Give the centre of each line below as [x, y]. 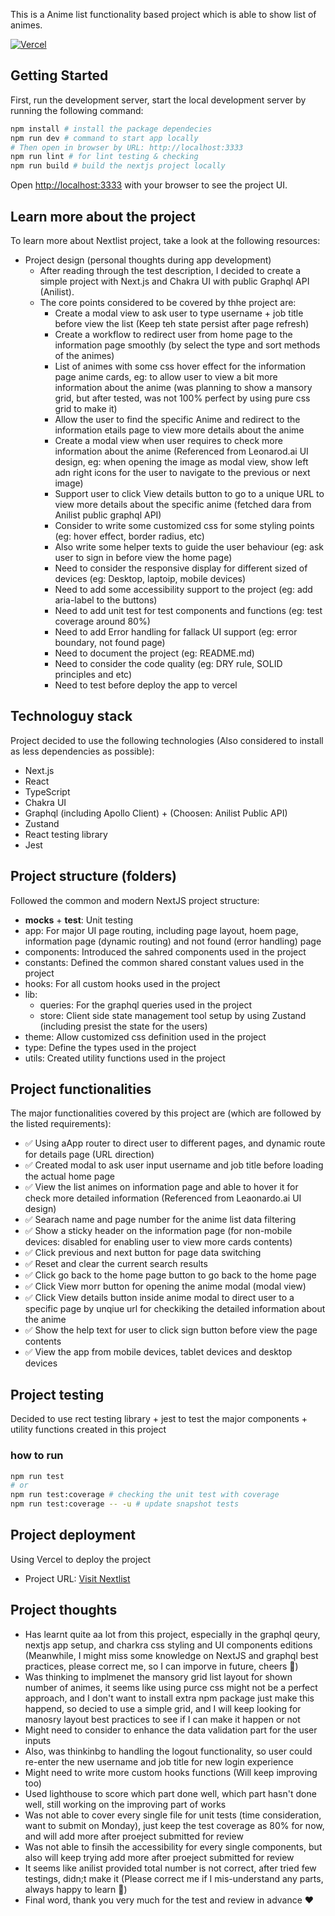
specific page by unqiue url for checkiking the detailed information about [175, 1309]
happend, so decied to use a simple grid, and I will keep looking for [163, 1708]
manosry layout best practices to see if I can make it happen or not [162, 1719]
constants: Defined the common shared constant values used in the [164, 962]
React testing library [66, 834]
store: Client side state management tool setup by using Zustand [173, 1015]
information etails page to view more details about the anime [179, 430]
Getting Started [59, 75]
